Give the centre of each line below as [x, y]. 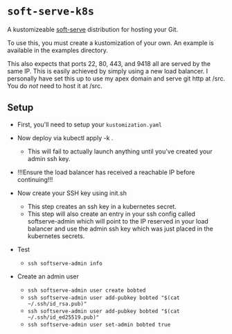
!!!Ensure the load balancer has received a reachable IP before [106, 172]
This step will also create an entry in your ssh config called [111, 214]
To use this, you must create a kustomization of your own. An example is [111, 42]
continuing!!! [35, 179]
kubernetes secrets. [56, 236]
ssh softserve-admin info [65, 263]
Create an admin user [48, 276]
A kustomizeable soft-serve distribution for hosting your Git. [93, 29]
